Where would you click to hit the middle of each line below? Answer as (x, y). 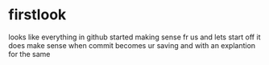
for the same (29, 54)
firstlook (37, 15)
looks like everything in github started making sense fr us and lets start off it (134, 37)
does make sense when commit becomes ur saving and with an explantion (132, 45)
